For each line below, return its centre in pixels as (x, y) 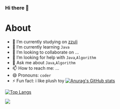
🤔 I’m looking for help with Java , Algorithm (54, 57)
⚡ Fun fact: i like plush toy (38, 81)
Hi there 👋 (17, 8)
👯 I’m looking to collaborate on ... (45, 52)
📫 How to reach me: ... (36, 68)
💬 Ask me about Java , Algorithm (44, 62)
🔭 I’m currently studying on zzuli (45, 42)
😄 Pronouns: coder (32, 75)
